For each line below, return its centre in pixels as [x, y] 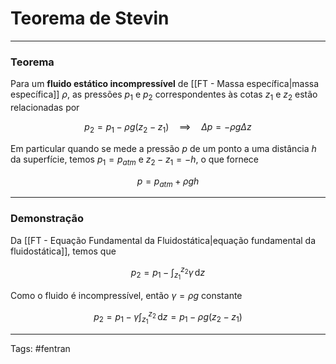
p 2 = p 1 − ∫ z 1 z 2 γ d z [168, 273]
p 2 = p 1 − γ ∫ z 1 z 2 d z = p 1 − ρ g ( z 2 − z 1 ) [168, 317]
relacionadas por [45, 108]
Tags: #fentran [40, 349]
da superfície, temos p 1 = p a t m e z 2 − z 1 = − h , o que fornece [135, 160]
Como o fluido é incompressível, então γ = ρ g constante [126, 295]
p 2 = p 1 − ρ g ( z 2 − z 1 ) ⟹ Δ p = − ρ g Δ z [168, 128]
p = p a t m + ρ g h [168, 182]
